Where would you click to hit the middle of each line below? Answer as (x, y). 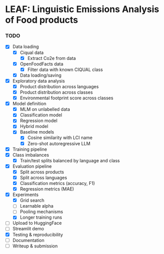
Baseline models (37, 132)
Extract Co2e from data (52, 58)
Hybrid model (34, 126)
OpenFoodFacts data (42, 63)
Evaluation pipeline (32, 166)
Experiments (25, 195)
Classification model (41, 115)
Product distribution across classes (56, 92)
